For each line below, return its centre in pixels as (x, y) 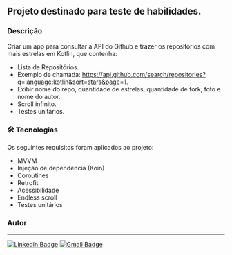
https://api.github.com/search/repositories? (144, 74)
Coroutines (33, 175)
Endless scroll (37, 197)
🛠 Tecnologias (33, 130)
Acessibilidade (38, 190)
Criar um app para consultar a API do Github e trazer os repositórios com (111, 46)
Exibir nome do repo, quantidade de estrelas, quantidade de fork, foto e (119, 89)
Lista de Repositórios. (48, 67)
